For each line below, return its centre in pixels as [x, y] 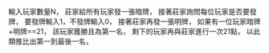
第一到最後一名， [64, 41]
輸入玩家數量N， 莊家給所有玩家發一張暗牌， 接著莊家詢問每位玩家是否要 [129, 11]
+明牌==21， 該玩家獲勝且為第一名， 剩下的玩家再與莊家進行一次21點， [126, 31]
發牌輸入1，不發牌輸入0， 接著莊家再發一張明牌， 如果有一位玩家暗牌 [146, 21]
